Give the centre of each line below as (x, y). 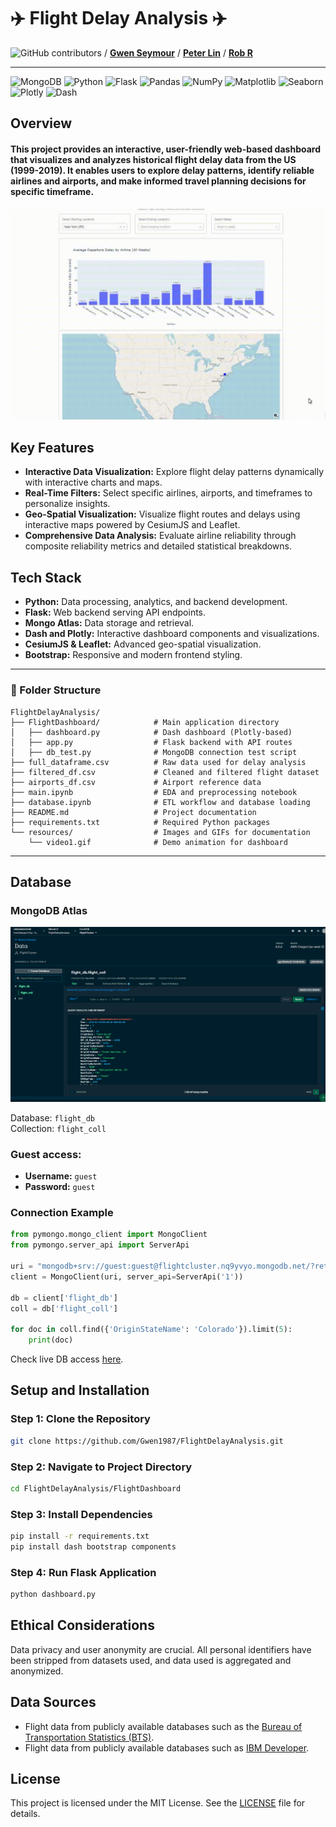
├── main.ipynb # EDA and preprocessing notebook (154, 792)
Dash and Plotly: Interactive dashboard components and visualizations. (172, 634)
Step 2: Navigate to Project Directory (101, 1467)
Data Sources (53, 1702)
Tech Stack (46, 577)
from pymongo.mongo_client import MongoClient (109, 1235)
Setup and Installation (80, 1390)
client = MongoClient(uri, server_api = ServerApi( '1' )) (127, 1276)
